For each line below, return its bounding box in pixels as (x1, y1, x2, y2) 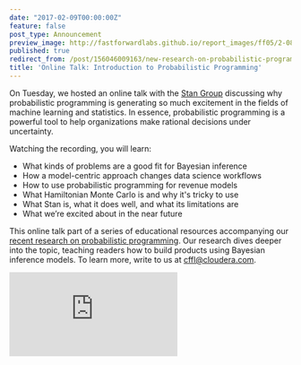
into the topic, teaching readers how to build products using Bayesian (9, 244, 266, 256)
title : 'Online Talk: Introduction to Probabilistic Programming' (9, 64, 262, 73)
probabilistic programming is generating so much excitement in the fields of (9, 97, 288, 108)
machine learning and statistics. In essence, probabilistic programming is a (9, 107, 285, 117)
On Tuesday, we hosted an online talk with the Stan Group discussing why (9, 87, 283, 99)
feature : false (9, 22, 66, 30)
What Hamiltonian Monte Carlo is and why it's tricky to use (21, 189, 239, 200)
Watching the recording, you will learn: (9, 143, 152, 153)
